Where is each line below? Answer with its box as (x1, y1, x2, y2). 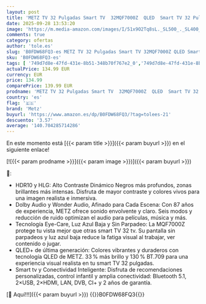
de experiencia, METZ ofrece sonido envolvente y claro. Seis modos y (15, 207, 193, 215)
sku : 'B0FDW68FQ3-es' (6, 54, 62, 61)
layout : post (6, 9, 40, 15)
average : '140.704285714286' (6, 123, 81, 129)
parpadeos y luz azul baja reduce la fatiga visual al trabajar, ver (15, 234, 175, 241)
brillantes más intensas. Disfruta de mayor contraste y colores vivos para (15, 188, 200, 196)
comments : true (6, 32, 45, 38)
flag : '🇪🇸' (6, 100, 37, 106)
